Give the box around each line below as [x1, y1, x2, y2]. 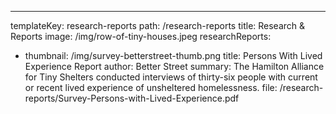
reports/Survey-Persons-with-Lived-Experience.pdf [24, 92, 240, 104]
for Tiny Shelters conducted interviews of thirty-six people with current [24, 71, 318, 83]
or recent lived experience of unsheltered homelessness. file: [24, 82, 278, 93]
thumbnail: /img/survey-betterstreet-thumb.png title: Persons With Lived [24, 50, 323, 61]
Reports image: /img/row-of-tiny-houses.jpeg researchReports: [10, 31, 272, 42]
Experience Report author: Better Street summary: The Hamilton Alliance [24, 61, 325, 72]
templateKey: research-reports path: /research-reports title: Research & [10, 20, 306, 31]
